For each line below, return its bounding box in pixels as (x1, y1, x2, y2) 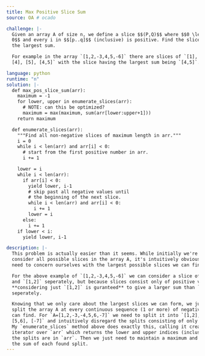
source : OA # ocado (6, 15, 56, 21)
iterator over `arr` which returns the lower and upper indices (12, 329, 179, 335)
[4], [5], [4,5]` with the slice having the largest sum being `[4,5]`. (12, 59, 201, 65)
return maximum (17, 115, 56, 122)
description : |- (6, 245, 48, 251)
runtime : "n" (6, 76, 40, 82)
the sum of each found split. (12, 341, 88, 347)
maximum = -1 (17, 93, 51, 99)
